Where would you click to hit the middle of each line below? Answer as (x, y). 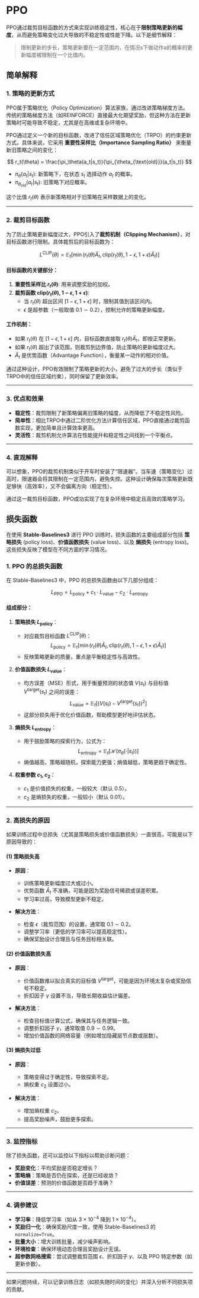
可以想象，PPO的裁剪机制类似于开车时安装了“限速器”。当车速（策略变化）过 (99, 471)
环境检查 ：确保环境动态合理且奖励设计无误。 (69, 1249)
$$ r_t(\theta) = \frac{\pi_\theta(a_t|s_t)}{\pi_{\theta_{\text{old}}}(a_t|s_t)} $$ (99, 162)
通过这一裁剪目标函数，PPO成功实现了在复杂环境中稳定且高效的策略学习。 (97, 498)
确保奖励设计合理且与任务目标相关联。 (70, 939)
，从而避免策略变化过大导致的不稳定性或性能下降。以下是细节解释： (94, 35)
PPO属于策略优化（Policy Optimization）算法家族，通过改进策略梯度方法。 (97, 108)
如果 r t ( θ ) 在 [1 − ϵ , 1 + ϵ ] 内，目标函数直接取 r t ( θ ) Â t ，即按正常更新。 (97, 339)
